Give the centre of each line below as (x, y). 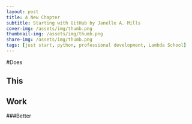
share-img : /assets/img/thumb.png (49, 40)
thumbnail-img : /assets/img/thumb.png (55, 34)
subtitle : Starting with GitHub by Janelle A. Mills (73, 23)
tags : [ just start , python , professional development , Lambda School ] (96, 46)
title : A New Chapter (33, 17)
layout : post (22, 12)
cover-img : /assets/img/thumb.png (49, 28)
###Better (19, 116)
